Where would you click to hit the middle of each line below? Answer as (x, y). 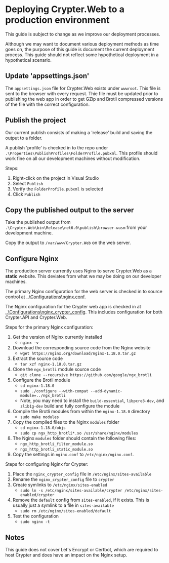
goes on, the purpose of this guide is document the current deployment (80, 49)
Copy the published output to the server (70, 210)
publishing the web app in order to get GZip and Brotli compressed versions (84, 99)
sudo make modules (39, 417)
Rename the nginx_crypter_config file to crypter (64, 479)
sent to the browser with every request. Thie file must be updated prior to (82, 93)
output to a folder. (24, 138)
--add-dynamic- (106, 391)
